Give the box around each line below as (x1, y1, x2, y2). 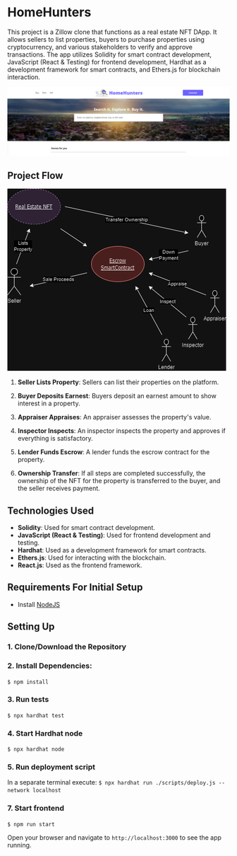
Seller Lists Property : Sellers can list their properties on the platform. (17, 378, 219, 386)
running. (7, 840, 32, 849)
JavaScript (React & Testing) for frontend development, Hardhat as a (7, 57, 207, 66)
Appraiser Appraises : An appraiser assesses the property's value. (17, 413, 212, 422)
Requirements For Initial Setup (7, 582, 143, 594)
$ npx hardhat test (7, 712, 65, 719)
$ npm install (7, 678, 49, 686)
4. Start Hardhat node (7, 728, 83, 738)
